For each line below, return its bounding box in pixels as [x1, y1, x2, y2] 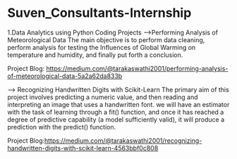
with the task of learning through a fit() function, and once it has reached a [7, 108, 224, 116]
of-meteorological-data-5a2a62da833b [7, 72, 123, 80]
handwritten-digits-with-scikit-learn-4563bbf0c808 [7, 144, 159, 152]
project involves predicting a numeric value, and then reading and [7, 93, 199, 101]
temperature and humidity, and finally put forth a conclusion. [7, 51, 183, 59]
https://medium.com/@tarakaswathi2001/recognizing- [44, 136, 202, 145]
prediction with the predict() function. [7, 122, 116, 131]
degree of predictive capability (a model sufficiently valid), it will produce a [7, 115, 225, 124]
